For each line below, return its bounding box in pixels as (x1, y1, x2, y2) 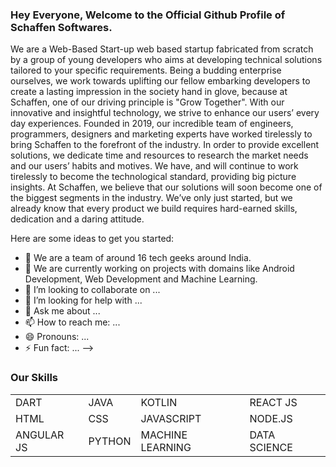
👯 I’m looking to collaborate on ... (24, 284, 161, 296)
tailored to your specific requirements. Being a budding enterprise (10, 64, 282, 77)
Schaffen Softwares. (10, 20, 113, 34)
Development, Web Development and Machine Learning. (24, 273, 258, 285)
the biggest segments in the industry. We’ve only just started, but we (10, 192, 293, 204)
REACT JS (249, 395, 298, 409)
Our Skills (10, 371, 58, 385)
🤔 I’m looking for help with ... (24, 294, 143, 307)
